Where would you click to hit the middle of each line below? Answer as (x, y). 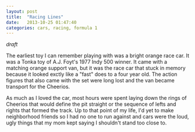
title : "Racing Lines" (35, 17)
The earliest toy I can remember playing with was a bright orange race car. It (98, 55)
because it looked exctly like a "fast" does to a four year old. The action (92, 74)
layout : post (22, 11)
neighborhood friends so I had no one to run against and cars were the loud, (97, 117)
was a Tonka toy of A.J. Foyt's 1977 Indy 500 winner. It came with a (87, 62)
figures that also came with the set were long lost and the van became (90, 81)
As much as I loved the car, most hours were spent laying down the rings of (97, 98)
